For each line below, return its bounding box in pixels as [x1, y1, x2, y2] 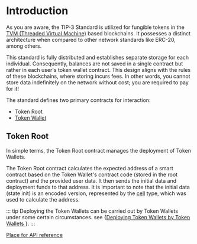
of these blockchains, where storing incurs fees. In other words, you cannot [6, 72, 190, 80]
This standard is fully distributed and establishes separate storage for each [6, 54, 189, 61]
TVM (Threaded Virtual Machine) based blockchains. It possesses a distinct [6, 29, 191, 37]
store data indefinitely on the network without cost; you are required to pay [6, 78, 189, 86]
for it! [6, 85, 20, 92]
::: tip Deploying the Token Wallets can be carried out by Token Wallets [6, 207, 179, 215]
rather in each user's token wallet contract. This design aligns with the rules [6, 66, 191, 73]
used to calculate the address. [6, 196, 80, 203]
